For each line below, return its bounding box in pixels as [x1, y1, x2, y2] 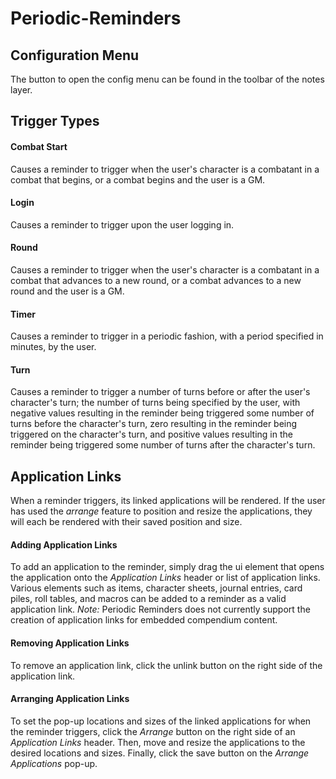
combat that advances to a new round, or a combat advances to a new [10, 275, 302, 286]
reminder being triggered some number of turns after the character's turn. [10, 439, 316, 451]
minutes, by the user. [10, 341, 97, 353]
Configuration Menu [10, 47, 140, 64]
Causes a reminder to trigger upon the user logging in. [10, 218, 235, 231]
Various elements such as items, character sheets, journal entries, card [10, 582, 303, 594]
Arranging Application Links [10, 693, 130, 705]
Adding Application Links [10, 538, 118, 551]
